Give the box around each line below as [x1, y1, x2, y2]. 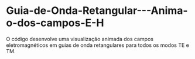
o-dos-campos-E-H [6, 16, 104, 30]
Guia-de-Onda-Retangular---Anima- [6, 4, 189, 17]
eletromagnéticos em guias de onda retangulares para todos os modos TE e [6, 42, 189, 49]
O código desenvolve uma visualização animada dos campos [6, 35, 154, 42]
